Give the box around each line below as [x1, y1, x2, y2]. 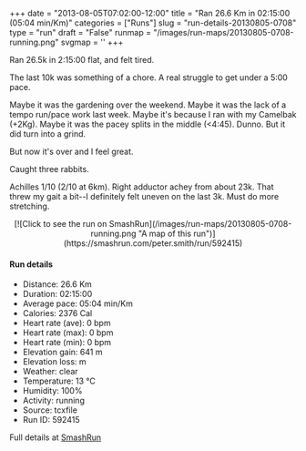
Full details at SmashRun [9, 432, 102, 443]
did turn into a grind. [9, 128, 87, 139]
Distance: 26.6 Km [22, 279, 93, 290]
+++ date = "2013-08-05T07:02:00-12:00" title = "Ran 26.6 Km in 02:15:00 [9, 8, 291, 18]
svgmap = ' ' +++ [60, 36, 124, 47]
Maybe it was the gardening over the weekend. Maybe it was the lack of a [9, 99, 287, 110]
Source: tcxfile [22, 405, 77, 415]
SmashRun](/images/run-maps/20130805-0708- [108, 219, 292, 229]
